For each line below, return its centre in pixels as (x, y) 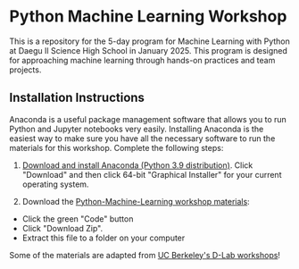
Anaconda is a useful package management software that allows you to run (148, 119)
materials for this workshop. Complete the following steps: (116, 147)
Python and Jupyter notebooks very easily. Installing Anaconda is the (137, 129)
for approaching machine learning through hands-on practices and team (142, 60)
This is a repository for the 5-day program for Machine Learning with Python (149, 41)
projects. (25, 70)
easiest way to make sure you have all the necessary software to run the (142, 138)
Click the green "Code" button (78, 219)
